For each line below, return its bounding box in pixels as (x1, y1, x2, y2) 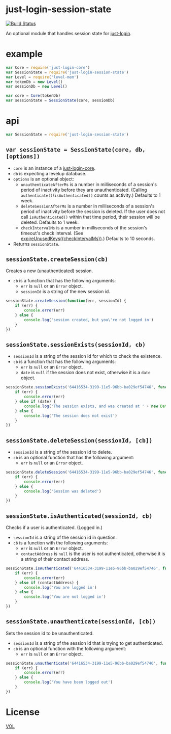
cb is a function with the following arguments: (13, 540, 108, 546)
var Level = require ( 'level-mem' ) (6, 74, 79, 80)
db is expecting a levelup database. (13, 170, 87, 176)
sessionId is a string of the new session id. (20, 289, 111, 295)
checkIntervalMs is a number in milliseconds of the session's (20, 224, 148, 230)
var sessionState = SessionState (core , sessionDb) (6, 98, 115, 103)
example (6, 48, 43, 60)
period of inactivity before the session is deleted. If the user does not (20, 208, 165, 215)
